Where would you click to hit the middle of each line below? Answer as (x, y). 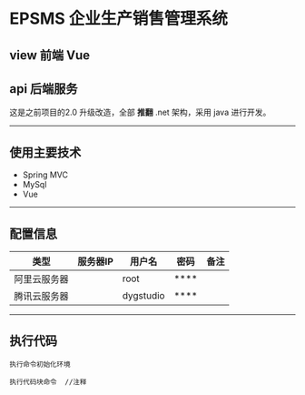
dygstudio (143, 296)
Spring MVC (45, 175)
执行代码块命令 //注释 (48, 382)
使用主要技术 (45, 152)
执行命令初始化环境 (40, 364)
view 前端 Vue (50, 55)
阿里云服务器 (42, 279)
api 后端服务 (44, 89)
